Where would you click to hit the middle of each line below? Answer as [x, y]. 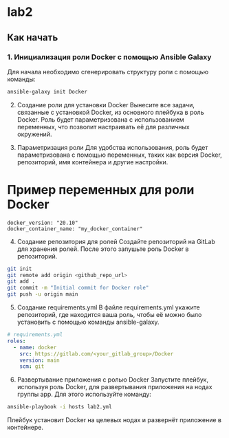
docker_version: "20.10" [43, 223]
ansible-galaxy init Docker [47, 91]
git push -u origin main [43, 294]
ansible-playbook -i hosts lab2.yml [59, 407]
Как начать [33, 37]
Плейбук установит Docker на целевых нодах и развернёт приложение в [115, 420]
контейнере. [25, 428]
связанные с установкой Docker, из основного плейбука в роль [110, 112]
